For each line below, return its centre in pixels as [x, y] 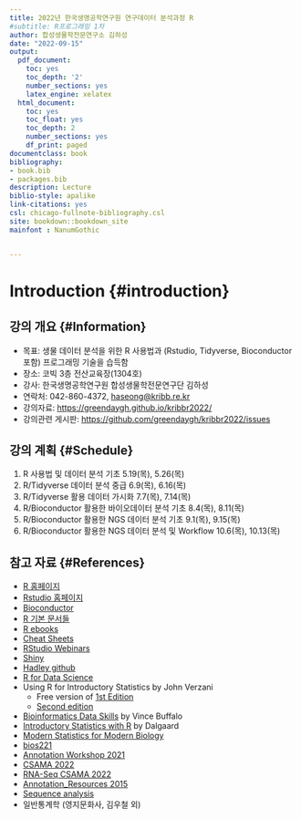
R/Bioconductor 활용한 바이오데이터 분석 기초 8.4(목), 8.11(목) [133, 508]
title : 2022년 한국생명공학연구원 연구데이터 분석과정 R [102, 18]
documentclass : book [49, 153]
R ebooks [41, 629]
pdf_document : [44, 60]
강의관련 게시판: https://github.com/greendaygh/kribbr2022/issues [146, 419]
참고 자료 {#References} [78, 562]
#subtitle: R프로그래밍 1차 [57, 26]
